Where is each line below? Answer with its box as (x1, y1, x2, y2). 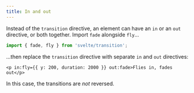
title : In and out (6, 8, 51, 15)
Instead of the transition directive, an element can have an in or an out (6, 25, 181, 32)
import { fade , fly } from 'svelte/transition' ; (6, 42, 128, 48)
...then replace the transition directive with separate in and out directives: (6, 53, 189, 60)
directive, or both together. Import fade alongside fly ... (6, 31, 140, 38)
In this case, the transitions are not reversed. (6, 80, 115, 87)
